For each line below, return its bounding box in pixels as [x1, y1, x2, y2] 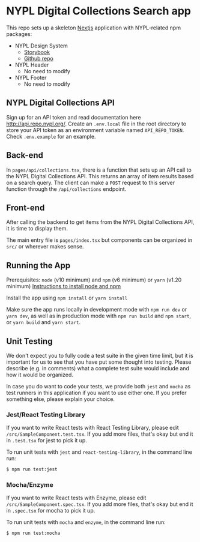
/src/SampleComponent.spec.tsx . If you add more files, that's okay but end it [6, 501, 193, 508]
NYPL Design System [14, 42, 68, 49]
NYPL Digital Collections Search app [6, 4, 191, 18]
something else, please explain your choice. [6, 396, 115, 403]
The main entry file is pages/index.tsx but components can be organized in [6, 236, 193, 244]
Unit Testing [6, 336, 53, 346]
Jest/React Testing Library [6, 410, 86, 418]
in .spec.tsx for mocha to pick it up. [6, 507, 95, 514]
